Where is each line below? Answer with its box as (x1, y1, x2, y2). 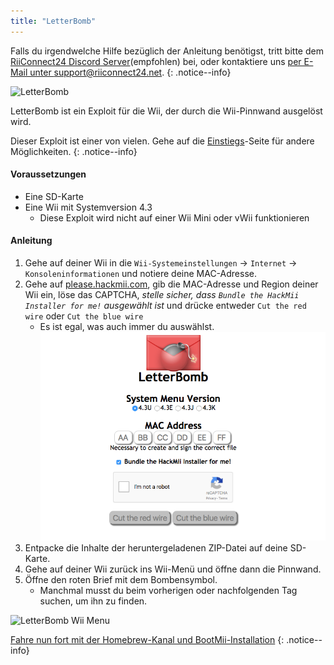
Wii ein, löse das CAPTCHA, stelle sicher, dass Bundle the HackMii (24, 289, 300, 301)
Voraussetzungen (10, 168, 87, 180)
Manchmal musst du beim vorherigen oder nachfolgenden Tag (39, 584, 298, 596)
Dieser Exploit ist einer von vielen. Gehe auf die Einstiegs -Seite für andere (10, 135, 315, 147)
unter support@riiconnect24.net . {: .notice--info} (29, 66, 232, 78)
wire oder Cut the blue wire (24, 310, 144, 322)
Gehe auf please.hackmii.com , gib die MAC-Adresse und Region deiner (24, 278, 319, 290)
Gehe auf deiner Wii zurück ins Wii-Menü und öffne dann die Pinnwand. (24, 563, 322, 575)
